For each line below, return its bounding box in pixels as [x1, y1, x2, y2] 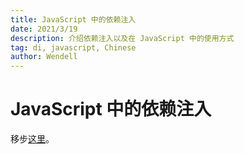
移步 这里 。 [10, 133, 55, 145]
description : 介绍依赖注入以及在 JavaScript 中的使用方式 [10, 33, 235, 43]
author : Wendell [10, 52, 78, 62]
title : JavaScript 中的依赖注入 [10, 14, 137, 25]
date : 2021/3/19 [10, 24, 78, 34]
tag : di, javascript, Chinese [10, 42, 137, 53]
